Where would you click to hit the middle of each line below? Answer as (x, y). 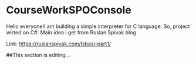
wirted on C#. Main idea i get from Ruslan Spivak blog (71, 32)
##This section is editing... (38, 55)
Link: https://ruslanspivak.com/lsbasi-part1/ (59, 44)
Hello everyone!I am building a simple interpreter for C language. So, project (98, 26)
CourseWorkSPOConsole (69, 10)
